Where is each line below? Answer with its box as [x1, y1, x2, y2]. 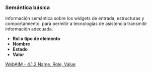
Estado [12, 46, 28, 52]
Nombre [12, 41, 30, 47]
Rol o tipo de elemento [12, 35, 60, 41]
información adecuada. [5, 26, 53, 32]
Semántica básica [5, 4, 50, 11]
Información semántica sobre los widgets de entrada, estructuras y [5, 15, 144, 21]
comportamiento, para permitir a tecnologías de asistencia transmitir [5, 20, 147, 26]
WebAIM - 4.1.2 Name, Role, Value [5, 61, 76, 67]
